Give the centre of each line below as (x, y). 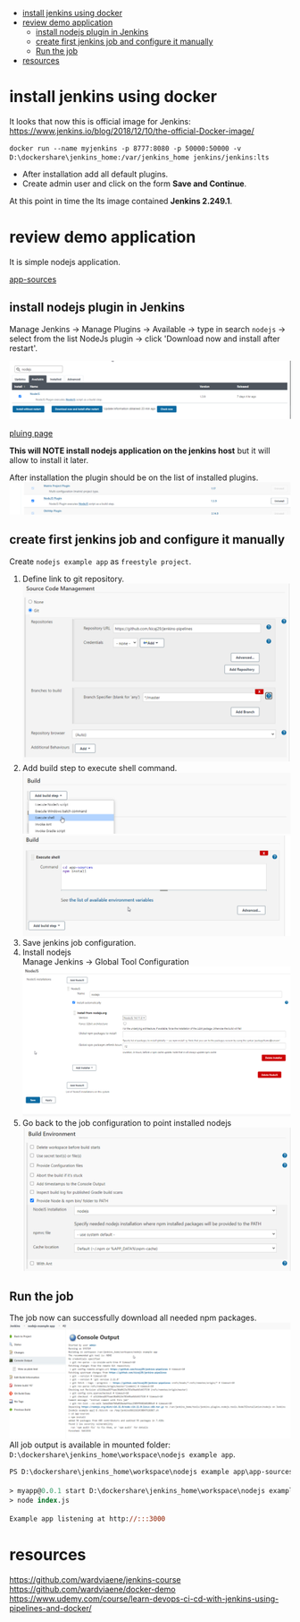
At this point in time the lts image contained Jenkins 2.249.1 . (121, 201)
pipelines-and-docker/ (50, 1609)
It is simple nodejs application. (65, 262)
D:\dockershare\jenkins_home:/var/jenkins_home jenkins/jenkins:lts (139, 157)
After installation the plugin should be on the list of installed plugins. (134, 477)
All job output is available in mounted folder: (90, 1445)
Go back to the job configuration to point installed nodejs (127, 1123)
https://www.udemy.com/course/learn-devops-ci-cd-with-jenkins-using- (144, 1599)
